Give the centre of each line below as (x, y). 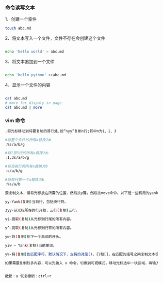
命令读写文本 (20, 7)
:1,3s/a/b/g (17, 158)
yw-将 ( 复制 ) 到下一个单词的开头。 (34, 237)
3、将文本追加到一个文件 (30, 62)
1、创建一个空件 (21, 19)
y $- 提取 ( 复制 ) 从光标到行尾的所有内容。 (40, 219)
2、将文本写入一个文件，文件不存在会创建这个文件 (55, 38)
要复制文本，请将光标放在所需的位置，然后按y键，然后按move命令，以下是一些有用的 (77, 193)
